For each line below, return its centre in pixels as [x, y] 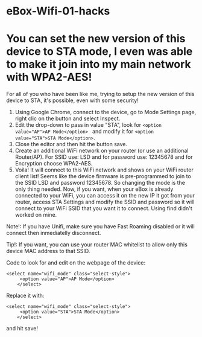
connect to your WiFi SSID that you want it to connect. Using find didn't [104, 208]
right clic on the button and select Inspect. [68, 118]
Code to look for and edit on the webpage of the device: [76, 263]
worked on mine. [36, 215]
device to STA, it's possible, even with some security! [72, 100]
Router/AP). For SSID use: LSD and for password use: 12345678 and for [104, 157]
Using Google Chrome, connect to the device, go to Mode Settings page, [106, 112]
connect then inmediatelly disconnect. [54, 233]
